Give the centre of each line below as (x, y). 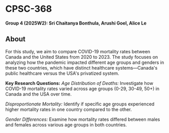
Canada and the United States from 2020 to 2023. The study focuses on (82, 57)
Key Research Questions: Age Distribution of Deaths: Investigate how (79, 83)
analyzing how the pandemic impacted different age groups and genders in (85, 62)
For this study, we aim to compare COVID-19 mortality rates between (78, 51)
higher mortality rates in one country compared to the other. (69, 109)
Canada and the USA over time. (38, 94)
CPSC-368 (29, 9)
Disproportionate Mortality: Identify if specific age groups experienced (80, 104)
